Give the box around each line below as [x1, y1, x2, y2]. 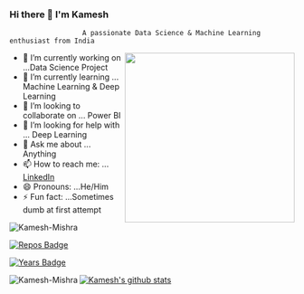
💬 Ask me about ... [22, 139, 91, 150]
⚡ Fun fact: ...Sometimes [22, 192, 115, 203]
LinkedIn [22, 172, 55, 183]
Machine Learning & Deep [22, 81, 120, 92]
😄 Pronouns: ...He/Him [22, 181, 109, 193]
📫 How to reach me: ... [22, 158, 109, 170]
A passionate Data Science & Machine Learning [81, 29, 261, 38]
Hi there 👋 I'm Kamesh [9, 8, 109, 21]
